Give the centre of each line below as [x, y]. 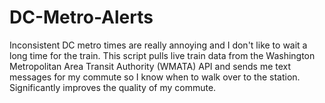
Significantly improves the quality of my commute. [113, 87]
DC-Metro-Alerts [81, 17]
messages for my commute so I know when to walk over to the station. [155, 77]
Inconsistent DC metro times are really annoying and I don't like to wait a [158, 45]
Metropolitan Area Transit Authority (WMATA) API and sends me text [150, 66]
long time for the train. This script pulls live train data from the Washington [162, 55]
